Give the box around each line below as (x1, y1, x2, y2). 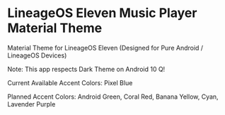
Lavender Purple (7, 99, 56, 108)
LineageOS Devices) (7, 51, 67, 60)
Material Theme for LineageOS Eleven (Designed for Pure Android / (7, 43, 204, 52)
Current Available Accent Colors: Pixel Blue (7, 78, 133, 87)
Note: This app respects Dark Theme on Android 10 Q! (7, 65, 166, 73)
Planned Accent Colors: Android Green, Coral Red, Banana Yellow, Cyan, (7, 92, 219, 101)
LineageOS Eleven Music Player (7, 5, 197, 21)
